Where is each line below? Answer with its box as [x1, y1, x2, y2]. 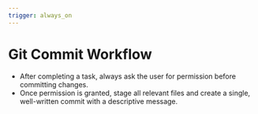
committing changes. [19, 79, 89, 89]
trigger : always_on [8, 11, 73, 20]
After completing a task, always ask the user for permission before [19, 72, 237, 81]
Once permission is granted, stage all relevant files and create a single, [19, 88, 251, 97]
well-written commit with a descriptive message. [19, 96, 178, 106]
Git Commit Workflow [8, 45, 152, 63]
